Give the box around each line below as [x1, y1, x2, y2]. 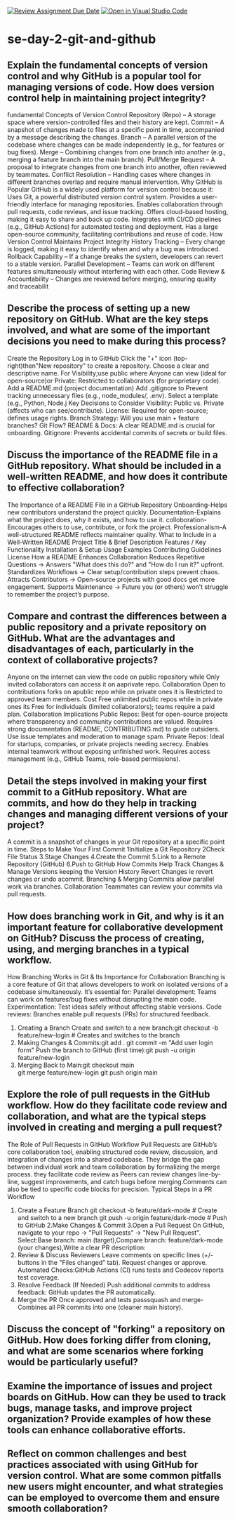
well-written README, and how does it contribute [7, 471, 228, 483]
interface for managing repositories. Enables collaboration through [31, 200, 223, 208]
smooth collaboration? [7, 1503, 108, 1515]
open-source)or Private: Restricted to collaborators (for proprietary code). [7, 376, 221, 385]
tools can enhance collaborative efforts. [7, 1424, 186, 1435]
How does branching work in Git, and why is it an [7, 910, 224, 922]
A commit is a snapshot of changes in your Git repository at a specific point [7, 837, 225, 846]
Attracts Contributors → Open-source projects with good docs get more [7, 575, 215, 583]
